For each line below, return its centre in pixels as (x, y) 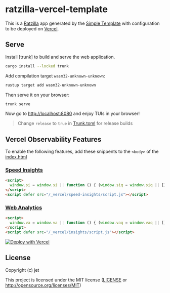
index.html (16, 157)
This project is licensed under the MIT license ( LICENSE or (66, 280)
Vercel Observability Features (53, 139)
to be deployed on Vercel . (32, 28)
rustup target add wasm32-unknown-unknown (51, 85)
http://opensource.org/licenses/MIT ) (43, 285)
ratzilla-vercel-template (56, 9)
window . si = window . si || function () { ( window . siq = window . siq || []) (89, 185)
